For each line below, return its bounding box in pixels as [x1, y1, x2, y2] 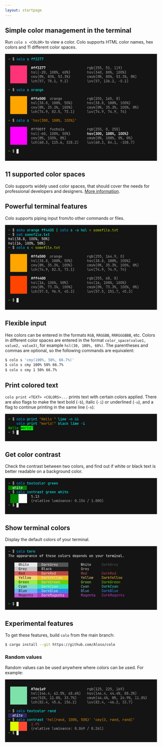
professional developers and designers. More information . [5, 188, 121, 194]
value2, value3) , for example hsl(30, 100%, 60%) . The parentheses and [5, 342, 148, 348]
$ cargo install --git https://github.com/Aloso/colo [5, 642, 116, 647]
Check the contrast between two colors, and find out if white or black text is [5, 463, 156, 469]
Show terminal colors [5, 524, 70, 532]
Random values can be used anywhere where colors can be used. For [5, 665, 144, 670]
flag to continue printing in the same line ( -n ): [5, 405, 95, 410]
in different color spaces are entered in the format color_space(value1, [5, 337, 146, 343]
